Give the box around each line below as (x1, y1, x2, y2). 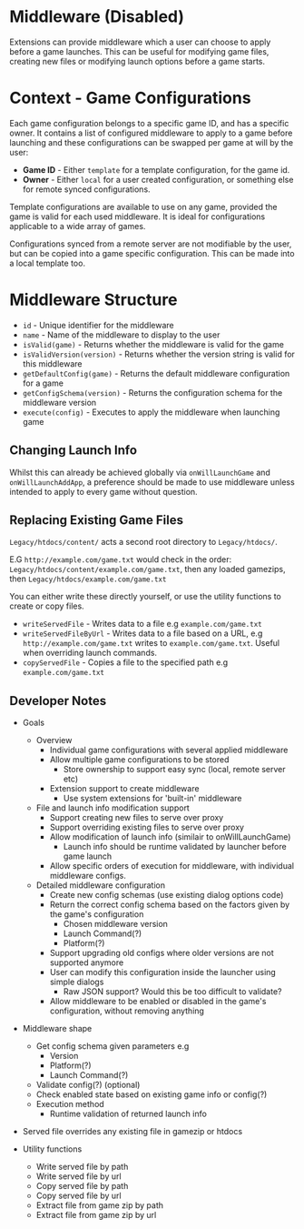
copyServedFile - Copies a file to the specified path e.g (22, 657, 229, 668)
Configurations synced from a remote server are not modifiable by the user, (9, 238, 292, 249)
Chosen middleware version (63, 919, 168, 930)
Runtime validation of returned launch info (49, 1108, 207, 1120)
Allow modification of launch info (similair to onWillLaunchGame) (49, 831, 291, 842)
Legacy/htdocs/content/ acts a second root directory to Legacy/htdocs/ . (9, 537, 279, 548)
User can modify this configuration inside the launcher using (49, 967, 277, 978)
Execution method (35, 1099, 104, 1110)
